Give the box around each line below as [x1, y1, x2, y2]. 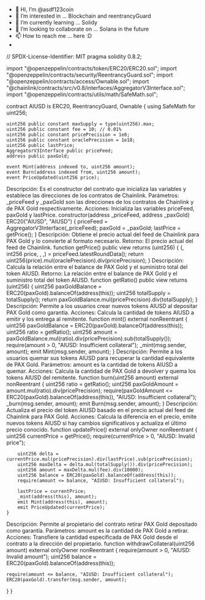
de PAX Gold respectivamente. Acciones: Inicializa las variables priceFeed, [6, 205, 195, 212]
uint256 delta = [17, 451, 59, 457]
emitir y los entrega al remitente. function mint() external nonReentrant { [6, 315, 188, 323]
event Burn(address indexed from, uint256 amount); [6, 169, 141, 175]
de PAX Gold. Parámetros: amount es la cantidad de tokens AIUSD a [6, 361, 178, 368]
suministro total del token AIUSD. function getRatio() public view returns [6, 276, 188, 283]
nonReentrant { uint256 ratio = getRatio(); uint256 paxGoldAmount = [6, 380, 179, 388]
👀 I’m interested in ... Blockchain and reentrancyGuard [15, 12, 151, 20]
